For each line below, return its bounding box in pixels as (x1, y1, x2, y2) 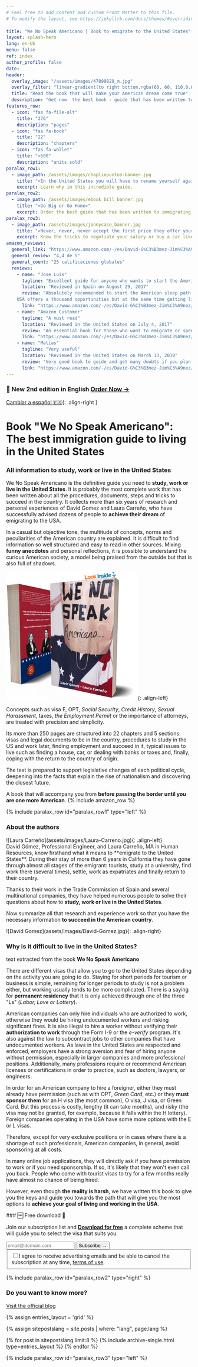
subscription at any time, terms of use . (11, 1258, 105, 1265)
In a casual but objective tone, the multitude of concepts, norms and (6, 529, 172, 536)
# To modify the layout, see (6, 15, 78, 22)
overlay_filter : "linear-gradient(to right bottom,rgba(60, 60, (11, 85, 173, 90)
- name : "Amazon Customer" (16, 309, 83, 315)
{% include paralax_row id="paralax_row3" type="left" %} (6, 1354, 147, 1361)
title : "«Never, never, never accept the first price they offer (16, 228, 181, 234)
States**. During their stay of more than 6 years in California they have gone (6, 855, 191, 863)
